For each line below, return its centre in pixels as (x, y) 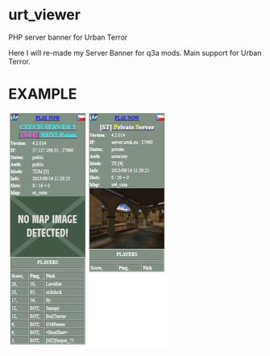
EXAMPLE (43, 94)
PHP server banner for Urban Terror (68, 37)
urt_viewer (44, 15)
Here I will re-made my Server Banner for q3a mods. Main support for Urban (135, 52)
